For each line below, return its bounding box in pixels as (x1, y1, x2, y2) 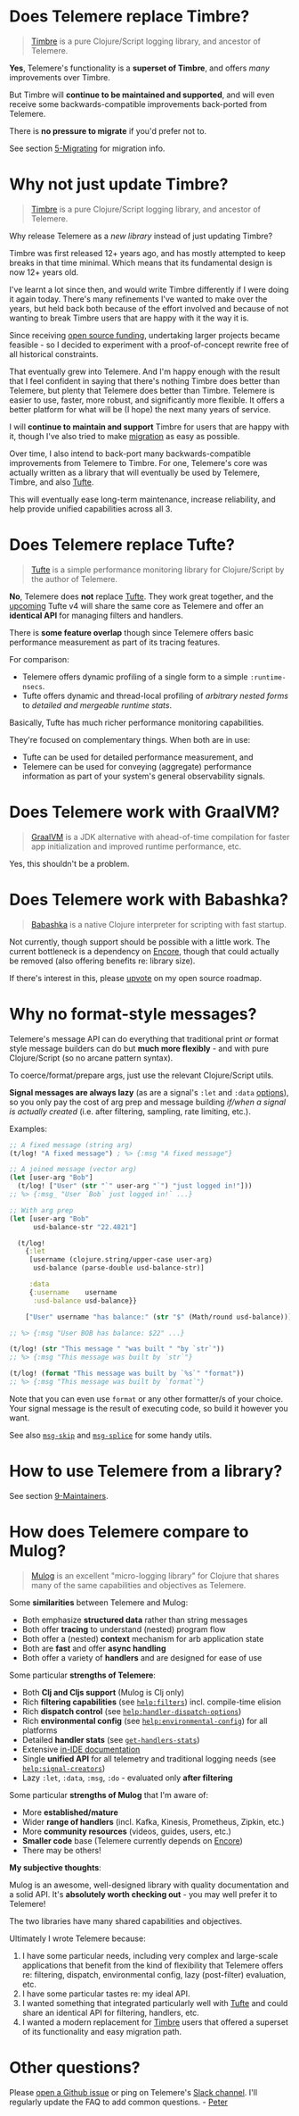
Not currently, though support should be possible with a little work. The (9, 936, 271, 947)
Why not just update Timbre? (9, 174, 229, 195)
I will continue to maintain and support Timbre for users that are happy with (9, 421, 290, 432)
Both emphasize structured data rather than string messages (21, 1614, 248, 1625)
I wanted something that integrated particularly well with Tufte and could (21, 1997, 288, 2008)
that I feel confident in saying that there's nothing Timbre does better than (9, 375, 280, 386)
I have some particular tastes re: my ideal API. (21, 1988, 190, 1999)
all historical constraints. (9, 348, 99, 359)
